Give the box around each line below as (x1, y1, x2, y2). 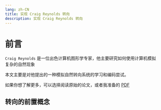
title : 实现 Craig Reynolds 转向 (5, 12, 70, 16)
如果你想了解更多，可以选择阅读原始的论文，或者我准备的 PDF (5, 82, 130, 88)
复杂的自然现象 (5, 62, 35, 67)
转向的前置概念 (5, 97, 50, 106)
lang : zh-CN (5, 7, 29, 12)
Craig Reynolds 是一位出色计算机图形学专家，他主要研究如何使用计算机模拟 (5, 55, 157, 61)
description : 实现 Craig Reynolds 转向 (5, 16, 83, 21)
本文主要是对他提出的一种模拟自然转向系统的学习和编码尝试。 (5, 72, 129, 78)
